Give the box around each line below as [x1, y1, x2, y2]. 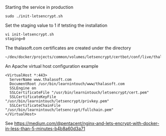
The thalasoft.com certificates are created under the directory [5, 45, 131, 51]
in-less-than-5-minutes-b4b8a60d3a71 [5, 126, 85, 132]
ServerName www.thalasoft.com [9, 77, 72, 82]
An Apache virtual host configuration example [5, 63, 99, 69]
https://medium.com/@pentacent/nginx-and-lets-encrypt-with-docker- [14, 121, 160, 126]
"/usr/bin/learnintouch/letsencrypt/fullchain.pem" [5, 107, 114, 112]
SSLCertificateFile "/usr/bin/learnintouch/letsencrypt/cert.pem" [9, 90, 149, 95]
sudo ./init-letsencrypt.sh [5, 14, 63, 19]
